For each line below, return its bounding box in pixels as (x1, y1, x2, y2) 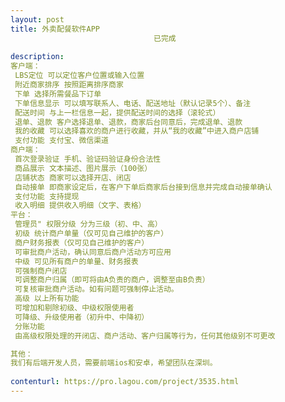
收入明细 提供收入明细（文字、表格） (14, 201, 147, 211)
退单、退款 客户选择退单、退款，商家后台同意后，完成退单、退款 (14, 117, 243, 127)
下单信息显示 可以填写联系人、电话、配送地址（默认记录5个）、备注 (14, 98, 252, 108)
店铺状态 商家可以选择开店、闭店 (14, 172, 132, 183)
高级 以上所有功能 (14, 294, 80, 304)
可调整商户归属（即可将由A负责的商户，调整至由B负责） (14, 275, 210, 285)
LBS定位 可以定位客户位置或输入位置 (14, 71, 145, 81)
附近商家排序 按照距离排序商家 (14, 80, 124, 90)
